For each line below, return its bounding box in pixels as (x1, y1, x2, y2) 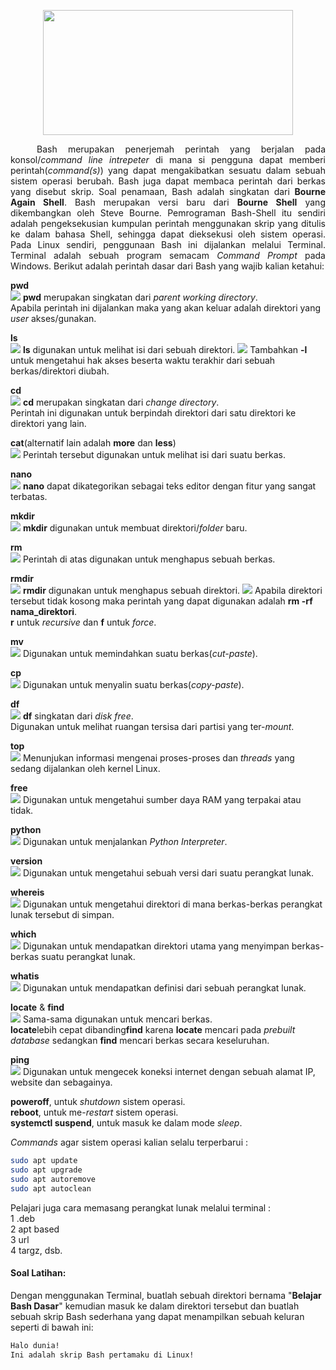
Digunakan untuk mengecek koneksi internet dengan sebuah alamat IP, (22, 1066, 316, 1077)
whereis (10, 886, 45, 898)
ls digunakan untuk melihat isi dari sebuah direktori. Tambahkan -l (22, 344, 308, 355)
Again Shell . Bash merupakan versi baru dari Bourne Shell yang (10, 196, 326, 208)
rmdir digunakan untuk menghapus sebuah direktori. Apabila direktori (22, 585, 323, 596)
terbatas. (10, 491, 48, 502)
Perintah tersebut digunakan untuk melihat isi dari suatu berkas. (22, 449, 286, 460)
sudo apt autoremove (10, 1174, 97, 1184)
